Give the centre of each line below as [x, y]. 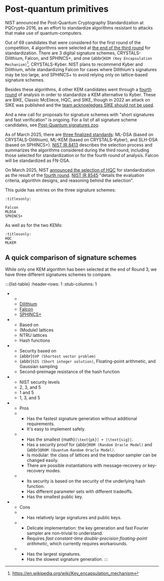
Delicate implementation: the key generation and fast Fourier [88, 528]
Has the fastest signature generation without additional [82, 419]
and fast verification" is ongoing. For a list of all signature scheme [71, 120]
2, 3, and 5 [30, 387]
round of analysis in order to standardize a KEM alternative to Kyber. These [81, 95]
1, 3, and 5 [30, 398]
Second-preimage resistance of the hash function [70, 372]
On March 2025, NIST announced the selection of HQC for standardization [80, 170]
